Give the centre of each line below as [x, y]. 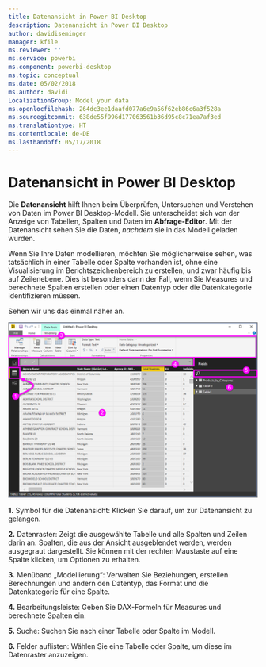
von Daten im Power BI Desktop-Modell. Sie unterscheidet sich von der [124, 213]
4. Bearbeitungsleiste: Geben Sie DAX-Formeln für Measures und [115, 607]
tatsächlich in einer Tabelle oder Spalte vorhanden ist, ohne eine [113, 262]
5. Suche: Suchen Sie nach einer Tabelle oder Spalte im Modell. [112, 631]
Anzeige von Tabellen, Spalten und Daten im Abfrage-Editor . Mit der [120, 221]
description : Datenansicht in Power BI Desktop [88, 25]
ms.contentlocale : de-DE [49, 134]
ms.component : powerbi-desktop [60, 67]
